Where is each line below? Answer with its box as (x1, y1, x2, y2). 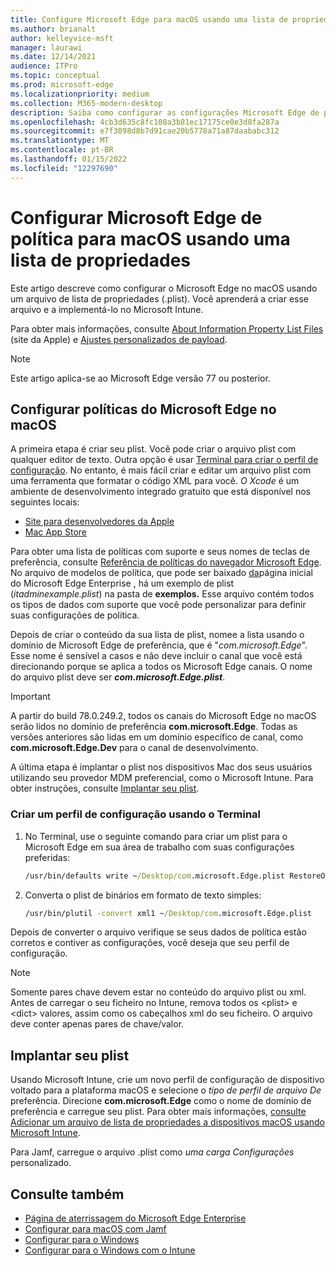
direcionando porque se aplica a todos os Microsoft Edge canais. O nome (10, 661, 313, 673)
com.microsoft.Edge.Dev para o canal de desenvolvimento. (10, 742, 259, 754)
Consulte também (10, 1186, 125, 1203)
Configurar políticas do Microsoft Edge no (10, 401, 277, 418)
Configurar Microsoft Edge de (10, 206, 263, 229)
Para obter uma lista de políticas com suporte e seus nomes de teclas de (10, 546, 310, 558)
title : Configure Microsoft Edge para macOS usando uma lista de (10, 14, 288, 25)
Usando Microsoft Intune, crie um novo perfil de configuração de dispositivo (10, 1074, 325, 1086)
